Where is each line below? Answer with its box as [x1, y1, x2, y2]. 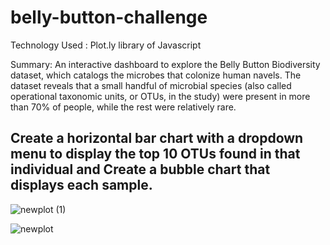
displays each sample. [10, 177, 153, 194]
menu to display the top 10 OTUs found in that [10, 146, 301, 163]
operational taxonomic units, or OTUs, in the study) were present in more [10, 90, 311, 102]
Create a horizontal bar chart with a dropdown [10, 130, 304, 147]
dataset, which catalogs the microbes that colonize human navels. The [10, 69, 302, 81]
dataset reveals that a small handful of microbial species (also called [10, 79, 292, 91]
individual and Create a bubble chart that [10, 161, 271, 178]
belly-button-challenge [10, 6, 208, 29]
